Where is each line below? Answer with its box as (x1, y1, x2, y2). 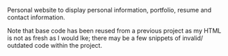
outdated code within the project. (7, 41, 103, 49)
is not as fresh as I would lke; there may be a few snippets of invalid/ (7, 34, 204, 42)
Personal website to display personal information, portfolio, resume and (7, 6, 212, 14)
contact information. (7, 13, 65, 21)
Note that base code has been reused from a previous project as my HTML (7, 27, 222, 35)
